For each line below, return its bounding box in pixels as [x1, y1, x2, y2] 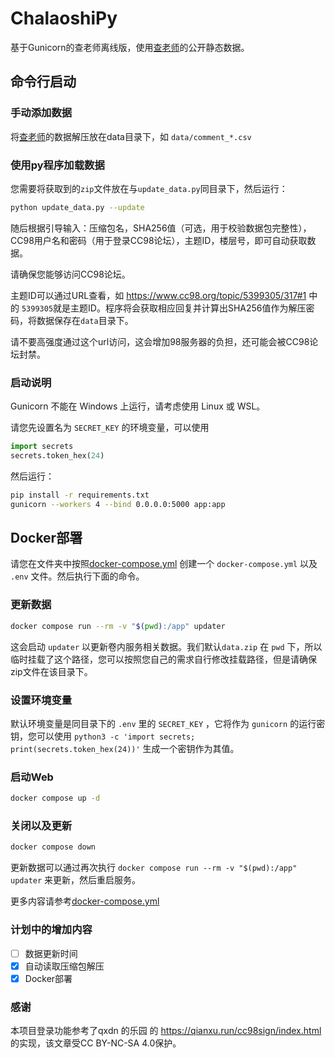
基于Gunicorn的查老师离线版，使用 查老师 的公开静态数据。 [10, 41, 250, 53]
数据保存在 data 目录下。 [36, 314, 134, 326]
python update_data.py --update [10, 202, 145, 212]
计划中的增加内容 [10, 923, 93, 937]
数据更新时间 [24, 947, 78, 959]
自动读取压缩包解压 [24, 960, 105, 972]
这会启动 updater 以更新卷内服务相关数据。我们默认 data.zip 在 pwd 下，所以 [10, 640, 323, 652]
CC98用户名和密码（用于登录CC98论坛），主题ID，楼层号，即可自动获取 [10, 234, 308, 246]
